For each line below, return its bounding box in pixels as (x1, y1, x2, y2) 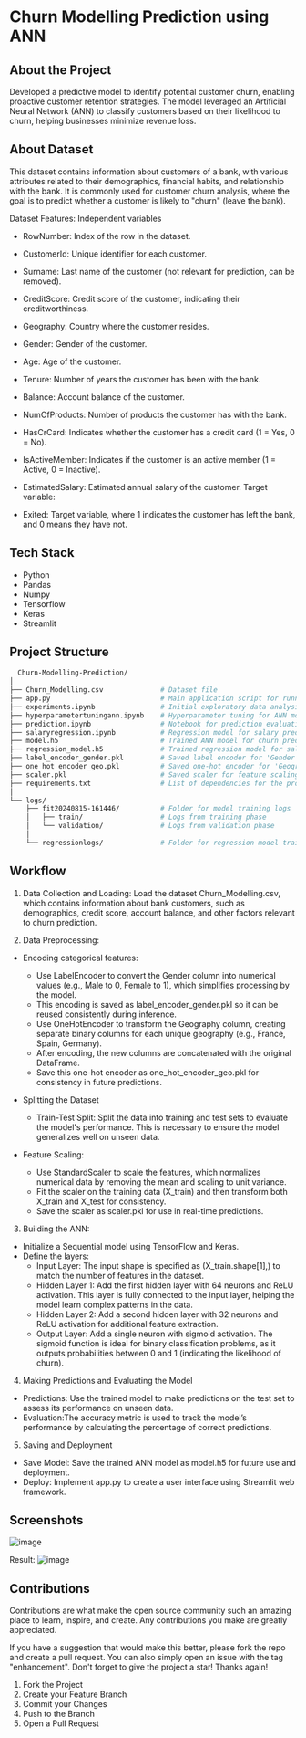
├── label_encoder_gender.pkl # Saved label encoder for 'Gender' (9, 753, 300, 763)
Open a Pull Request (22, 1718, 100, 1729)
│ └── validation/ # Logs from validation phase (25, 822, 275, 831)
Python (22, 569, 50, 581)
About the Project (9, 62, 112, 78)
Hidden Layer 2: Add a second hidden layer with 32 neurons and (36, 1308, 279, 1320)
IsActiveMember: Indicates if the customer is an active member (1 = (22, 454, 276, 465)
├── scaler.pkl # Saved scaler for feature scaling (9, 770, 300, 780)
